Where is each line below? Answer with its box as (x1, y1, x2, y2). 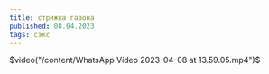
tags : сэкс (9, 30, 51, 39)
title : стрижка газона (9, 13, 95, 23)
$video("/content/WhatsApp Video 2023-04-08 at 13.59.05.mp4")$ (9, 55, 261, 66)
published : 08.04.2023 (9, 22, 95, 31)
